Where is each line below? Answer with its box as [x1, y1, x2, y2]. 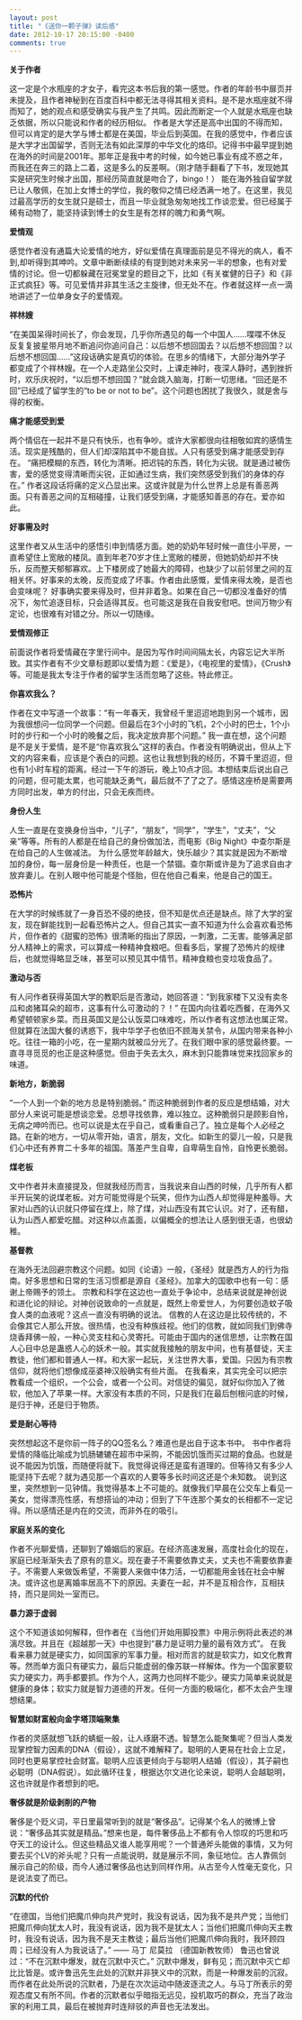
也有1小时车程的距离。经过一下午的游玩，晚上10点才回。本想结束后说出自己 [9, 763, 289, 775]
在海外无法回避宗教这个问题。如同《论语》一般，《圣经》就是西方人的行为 [9, 1264, 281, 1275]
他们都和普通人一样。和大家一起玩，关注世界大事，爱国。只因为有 [32, 1354, 277, 1366]
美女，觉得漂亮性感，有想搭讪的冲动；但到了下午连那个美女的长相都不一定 [9, 1494, 285, 1505]
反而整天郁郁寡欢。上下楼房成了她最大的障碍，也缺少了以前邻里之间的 [24, 563, 285, 574]
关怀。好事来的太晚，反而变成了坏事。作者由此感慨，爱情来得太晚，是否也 [16, 574, 293, 586]
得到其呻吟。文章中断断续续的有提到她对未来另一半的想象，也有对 [35, 257, 280, 268]
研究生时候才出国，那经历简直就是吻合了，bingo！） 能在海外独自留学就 [24, 173, 293, 185]
